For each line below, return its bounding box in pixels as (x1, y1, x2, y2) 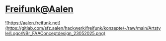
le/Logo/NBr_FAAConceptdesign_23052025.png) (5, 30, 106, 36)
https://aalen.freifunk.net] (8, 20, 61, 26)
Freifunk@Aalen (5, 3, 74, 15)
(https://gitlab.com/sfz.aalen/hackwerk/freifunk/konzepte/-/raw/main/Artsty (5, 25, 161, 31)
